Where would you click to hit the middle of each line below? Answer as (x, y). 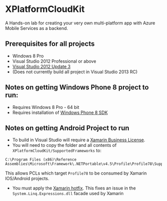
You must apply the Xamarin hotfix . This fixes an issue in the (74, 188)
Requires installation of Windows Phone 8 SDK (60, 112)
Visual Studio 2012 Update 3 (41, 66)
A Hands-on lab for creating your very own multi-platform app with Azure (80, 23)
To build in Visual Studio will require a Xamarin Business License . (79, 140)
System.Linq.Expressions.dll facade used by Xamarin (68, 194)
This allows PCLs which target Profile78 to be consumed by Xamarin (76, 173)
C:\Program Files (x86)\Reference (41, 160)
